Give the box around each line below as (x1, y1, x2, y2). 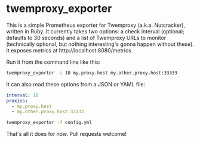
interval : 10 (6, 92, 39, 98)
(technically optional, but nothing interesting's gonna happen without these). (6, 41, 194, 48)
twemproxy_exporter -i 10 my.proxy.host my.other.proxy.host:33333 (6, 70, 178, 76)
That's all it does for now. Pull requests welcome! (6, 130, 127, 138)
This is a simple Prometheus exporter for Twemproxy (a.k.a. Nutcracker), (6, 21, 186, 29)
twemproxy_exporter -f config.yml (6, 120, 93, 126)
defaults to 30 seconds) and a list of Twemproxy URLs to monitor (6, 34, 167, 41)
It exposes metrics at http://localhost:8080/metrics (6, 46, 131, 54)
